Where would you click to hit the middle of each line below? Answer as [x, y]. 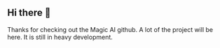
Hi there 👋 [29, 13]
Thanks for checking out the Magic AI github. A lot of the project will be [110, 29]
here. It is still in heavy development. [60, 37]
